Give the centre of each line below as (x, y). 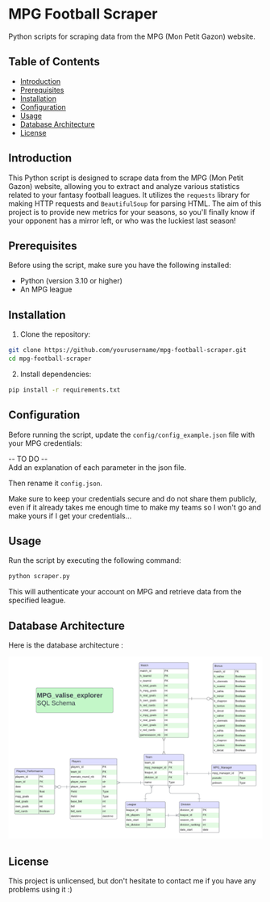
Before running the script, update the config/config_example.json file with (132, 434)
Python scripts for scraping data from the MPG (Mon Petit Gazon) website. (132, 36)
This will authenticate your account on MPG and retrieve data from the (125, 592)
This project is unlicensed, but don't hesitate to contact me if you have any (132, 881)
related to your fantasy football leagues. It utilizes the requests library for (129, 195)
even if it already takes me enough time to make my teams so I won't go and (135, 507)
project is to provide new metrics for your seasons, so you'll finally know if (132, 212)
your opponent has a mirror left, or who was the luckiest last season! (122, 220)
